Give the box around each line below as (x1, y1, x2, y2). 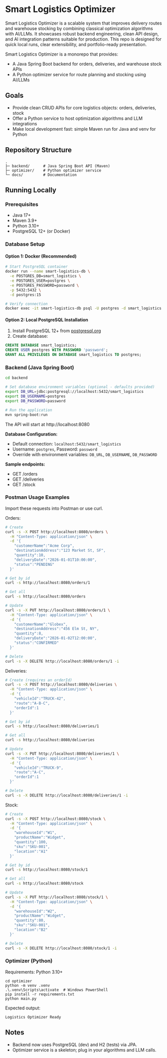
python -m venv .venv (5, 983, 50, 988)
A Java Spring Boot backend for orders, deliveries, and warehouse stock (12, 61, 162, 67)
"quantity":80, (14, 918, 46, 923)
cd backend (5, 375, 28, 380)
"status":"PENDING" (14, 562, 55, 567)
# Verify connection (5, 301, 48, 306)
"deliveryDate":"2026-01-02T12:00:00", (14, 636, 97, 641)
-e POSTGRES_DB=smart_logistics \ (9, 274, 81, 279)
